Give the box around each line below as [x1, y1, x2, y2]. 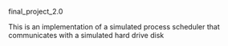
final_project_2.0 [8, 7, 63, 16]
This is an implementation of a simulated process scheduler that [8, 22, 221, 31]
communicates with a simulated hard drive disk [8, 31, 165, 40]
